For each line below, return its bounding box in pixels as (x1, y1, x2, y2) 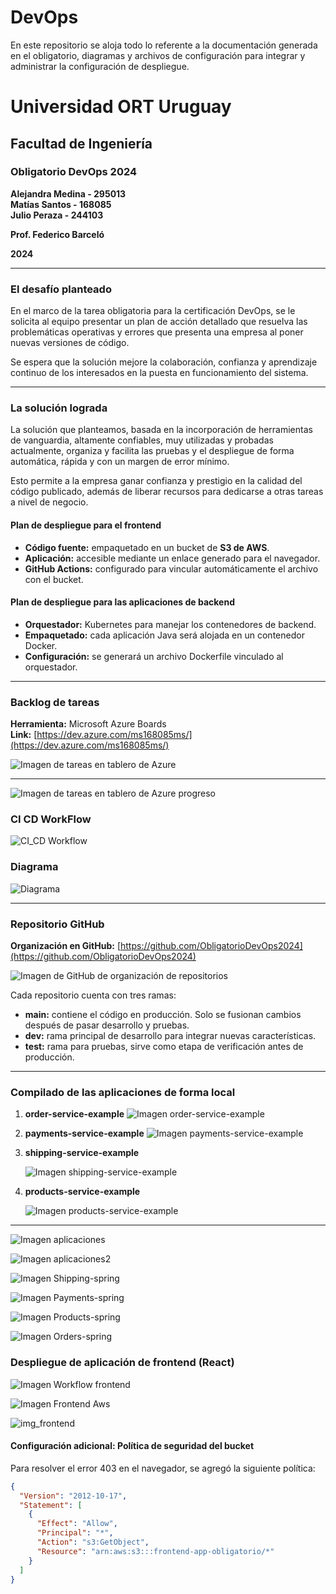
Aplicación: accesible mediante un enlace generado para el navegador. (24, 552, 321, 564)
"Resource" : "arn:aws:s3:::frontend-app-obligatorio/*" (36, 1546, 275, 1556)
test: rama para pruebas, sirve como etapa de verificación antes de (24, 1041, 304, 1052)
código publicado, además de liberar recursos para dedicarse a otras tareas (10, 486, 324, 498)
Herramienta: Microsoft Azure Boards (10, 718, 167, 730)
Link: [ (10, 729, 38, 741)
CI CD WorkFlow (10, 812, 92, 826)
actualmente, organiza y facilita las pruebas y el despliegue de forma (10, 445, 295, 457)
